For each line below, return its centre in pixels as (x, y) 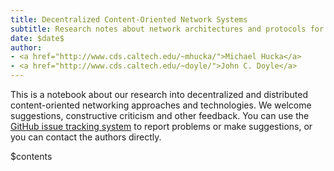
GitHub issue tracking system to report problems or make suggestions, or (161, 126)
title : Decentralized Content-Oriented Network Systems (129, 19)
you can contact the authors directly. (86, 137)
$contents (31, 156)
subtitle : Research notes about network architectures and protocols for (167, 29)
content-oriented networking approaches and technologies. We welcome (161, 105)
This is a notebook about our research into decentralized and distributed (159, 94)
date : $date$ (37, 38)
